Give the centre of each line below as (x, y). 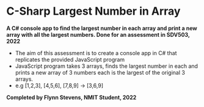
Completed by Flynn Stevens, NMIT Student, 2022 (71, 97)
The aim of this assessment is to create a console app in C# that (96, 53)
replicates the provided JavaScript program (70, 59)
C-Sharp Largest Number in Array (93, 11)
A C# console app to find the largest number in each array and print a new (102, 28)
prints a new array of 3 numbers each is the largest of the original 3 (100, 72)
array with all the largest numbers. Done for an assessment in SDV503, (98, 34)
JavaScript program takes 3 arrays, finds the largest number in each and (107, 66)
